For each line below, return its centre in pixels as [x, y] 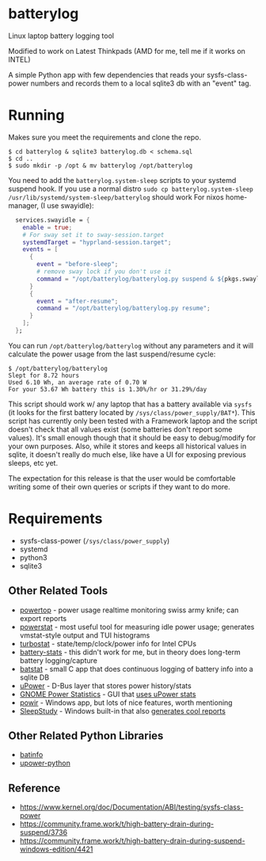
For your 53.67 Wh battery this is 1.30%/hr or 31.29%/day [108, 389]
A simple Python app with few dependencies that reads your [107, 74]
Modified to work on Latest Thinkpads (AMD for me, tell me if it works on [127, 51]
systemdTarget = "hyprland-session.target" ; [97, 242]
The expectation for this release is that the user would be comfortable [122, 478]
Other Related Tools [58, 591]
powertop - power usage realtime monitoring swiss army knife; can [129, 610]
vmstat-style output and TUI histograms [85, 635]
